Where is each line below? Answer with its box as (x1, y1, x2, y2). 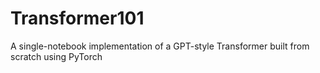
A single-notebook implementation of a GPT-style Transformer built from (10, 40, 310, 52)
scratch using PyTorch (10, 50, 103, 62)
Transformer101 (10, 7, 145, 30)
